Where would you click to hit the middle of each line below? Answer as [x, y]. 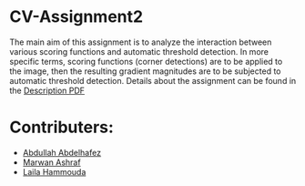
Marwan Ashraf [51, 162]
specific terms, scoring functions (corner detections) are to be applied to [146, 61]
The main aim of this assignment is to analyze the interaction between [141, 42]
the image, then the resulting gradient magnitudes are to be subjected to [145, 71]
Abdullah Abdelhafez [62, 152]
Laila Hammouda [54, 171]
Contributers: [61, 127]
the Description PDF [47, 90]
